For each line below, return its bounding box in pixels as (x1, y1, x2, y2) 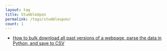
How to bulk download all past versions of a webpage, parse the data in (12, 35, 162, 41)
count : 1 (5, 21, 24, 26)
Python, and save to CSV (12, 40, 65, 46)
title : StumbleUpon (5, 12, 46, 17)
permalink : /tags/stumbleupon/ (5, 16, 71, 21)
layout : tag (5, 7, 30, 12)
